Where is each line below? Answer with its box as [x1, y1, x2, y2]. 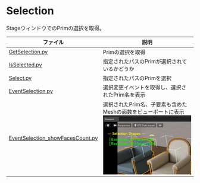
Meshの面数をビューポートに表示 [103, 108, 185, 115]
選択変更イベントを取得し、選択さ [103, 84, 187, 91]
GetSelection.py [8, 49, 48, 56]
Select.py [8, 74, 32, 81]
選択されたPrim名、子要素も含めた [103, 101, 187, 108]
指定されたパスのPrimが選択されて [103, 57, 187, 65]
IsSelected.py [8, 61, 42, 69]
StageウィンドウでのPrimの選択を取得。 [6, 24, 105, 31]
